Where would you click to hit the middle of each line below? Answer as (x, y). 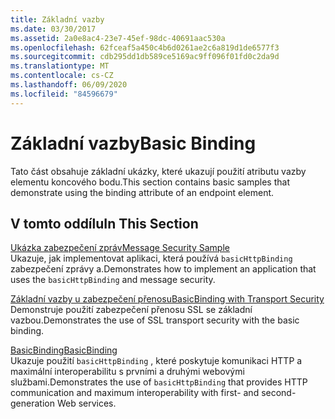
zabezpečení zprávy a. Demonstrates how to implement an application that (163, 269)
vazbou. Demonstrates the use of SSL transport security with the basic (155, 320)
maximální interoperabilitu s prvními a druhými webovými (127, 372)
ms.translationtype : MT (60, 66)
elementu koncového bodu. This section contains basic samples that (150, 182)
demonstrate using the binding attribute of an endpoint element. (142, 192)
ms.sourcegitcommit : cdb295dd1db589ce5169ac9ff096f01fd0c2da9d (145, 57)
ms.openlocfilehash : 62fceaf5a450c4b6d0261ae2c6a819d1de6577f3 (145, 47)
